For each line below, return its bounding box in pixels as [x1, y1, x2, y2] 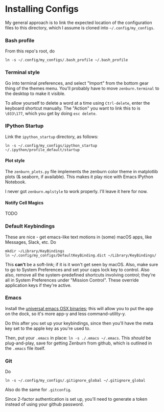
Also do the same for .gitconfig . [5, 387, 72, 392]
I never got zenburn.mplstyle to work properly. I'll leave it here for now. [5, 188, 148, 194]
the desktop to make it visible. [5, 91, 66, 96]
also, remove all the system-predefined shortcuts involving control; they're [5, 272, 156, 277]
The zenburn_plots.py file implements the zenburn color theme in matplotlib [5, 169, 158, 175]
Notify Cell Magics [5, 200, 44, 206]
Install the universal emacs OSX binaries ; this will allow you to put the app [5, 305, 154, 311]
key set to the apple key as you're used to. [5, 325, 91, 331]
